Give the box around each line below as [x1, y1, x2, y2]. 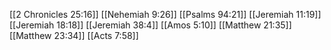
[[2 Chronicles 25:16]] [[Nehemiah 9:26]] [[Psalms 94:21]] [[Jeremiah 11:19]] [9, 9, 322, 20]
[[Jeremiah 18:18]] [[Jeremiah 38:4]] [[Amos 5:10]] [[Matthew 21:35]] [9, 19, 292, 31]
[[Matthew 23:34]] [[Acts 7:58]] [9, 30, 139, 41]
